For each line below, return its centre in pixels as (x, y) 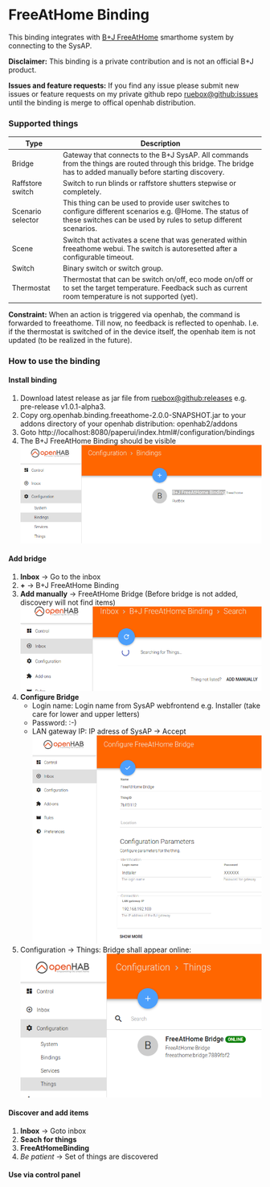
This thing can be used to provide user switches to (146, 203)
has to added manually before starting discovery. (144, 172)
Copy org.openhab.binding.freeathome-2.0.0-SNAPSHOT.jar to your (133, 415)
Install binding (33, 380)
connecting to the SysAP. (50, 45)
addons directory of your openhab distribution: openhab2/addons (129, 424)
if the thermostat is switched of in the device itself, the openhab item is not (132, 331)
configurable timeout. (98, 257)
